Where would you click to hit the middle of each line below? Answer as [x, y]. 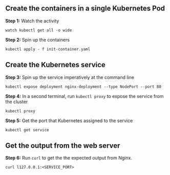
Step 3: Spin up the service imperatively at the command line [70, 77]
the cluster [17, 102]
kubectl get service [27, 130]
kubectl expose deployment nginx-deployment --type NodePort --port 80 [83, 87]
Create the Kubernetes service [56, 65]
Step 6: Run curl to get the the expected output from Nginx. [69, 158]
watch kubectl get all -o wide [39, 30]
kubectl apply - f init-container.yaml [48, 49]
